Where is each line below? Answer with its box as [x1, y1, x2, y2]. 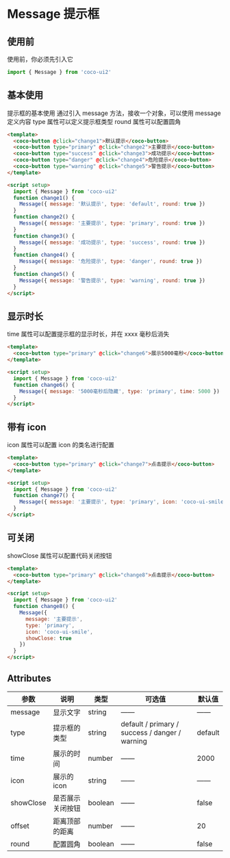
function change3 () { [13, 232, 75, 240]
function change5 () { [13, 271, 75, 278]
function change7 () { [13, 492, 75, 499]
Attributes [7, 672, 51, 685]
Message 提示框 [7, 6, 100, 22]
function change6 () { [13, 381, 75, 388]
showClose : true [25, 635, 72, 642]
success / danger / [120, 727, 181, 737]
